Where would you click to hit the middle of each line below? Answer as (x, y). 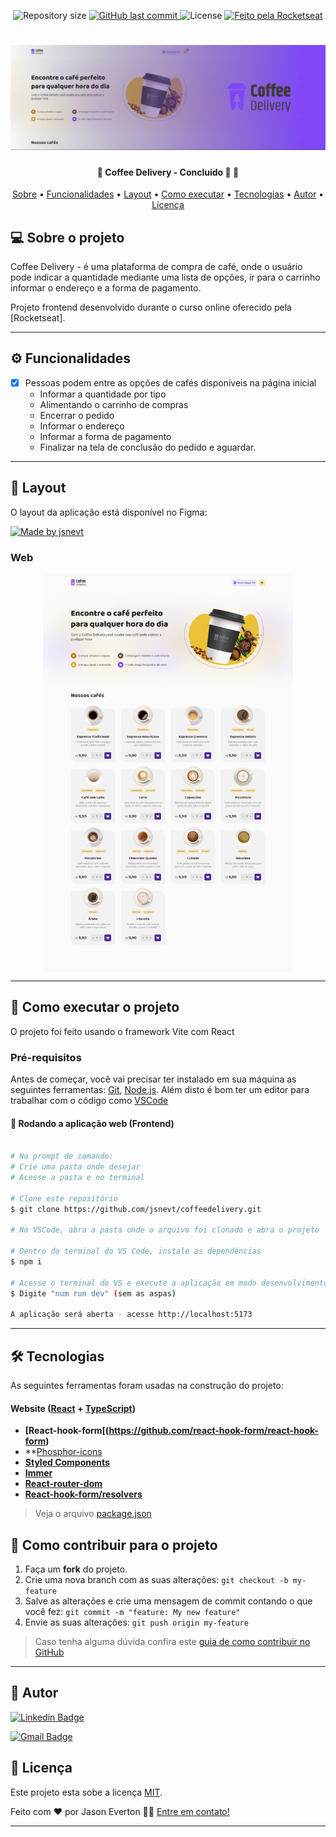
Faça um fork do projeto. (76, 1569)
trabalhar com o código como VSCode (89, 1101)
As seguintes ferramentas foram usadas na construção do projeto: (147, 1386)
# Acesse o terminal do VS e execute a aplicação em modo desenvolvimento (169, 1283)
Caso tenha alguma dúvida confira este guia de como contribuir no (172, 1642)
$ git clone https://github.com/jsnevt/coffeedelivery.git (136, 1209)
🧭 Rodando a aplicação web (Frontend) (92, 1123)
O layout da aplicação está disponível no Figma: (109, 512)
